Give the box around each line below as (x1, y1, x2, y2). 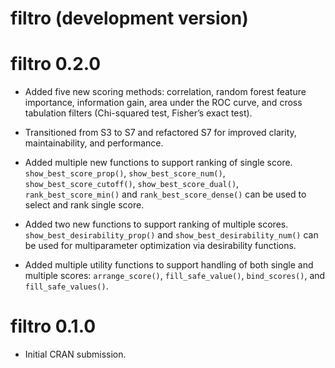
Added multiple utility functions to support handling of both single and (24, 259, 314, 271)
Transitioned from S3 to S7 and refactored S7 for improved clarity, (24, 127, 297, 139)
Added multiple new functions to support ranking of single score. (24, 157, 293, 169)
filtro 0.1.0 (10, 315, 97, 338)
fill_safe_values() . (24, 280, 109, 292)
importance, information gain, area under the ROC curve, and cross (24, 97, 303, 109)
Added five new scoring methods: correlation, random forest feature (24, 86, 307, 98)
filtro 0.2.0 (10, 53, 102, 76)
